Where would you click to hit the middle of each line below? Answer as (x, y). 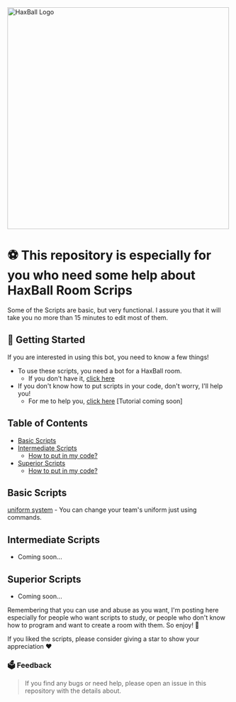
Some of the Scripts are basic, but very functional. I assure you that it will (114, 310)
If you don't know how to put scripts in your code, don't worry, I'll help (120, 385)
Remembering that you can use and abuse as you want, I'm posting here (113, 610)
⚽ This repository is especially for (109, 256)
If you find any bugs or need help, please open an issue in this (116, 684)
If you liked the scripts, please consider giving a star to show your (103, 639)
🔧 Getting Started (46, 340)
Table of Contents (48, 423)
